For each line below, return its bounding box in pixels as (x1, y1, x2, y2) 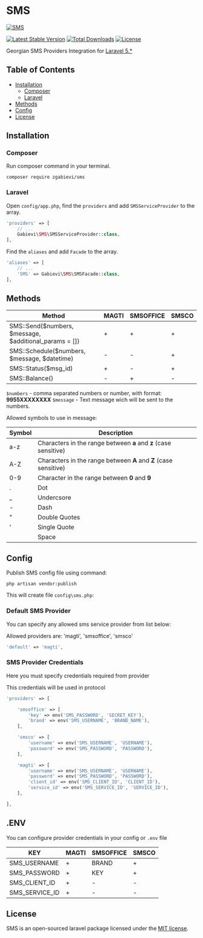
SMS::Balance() (9, 374, 54, 382)
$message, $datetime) (9, 354, 74, 362)
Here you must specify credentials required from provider (6, 672, 150, 679)
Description (98, 428, 133, 437)
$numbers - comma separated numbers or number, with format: (6, 389, 162, 397)
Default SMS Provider (6, 607, 71, 615)
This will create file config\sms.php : (6, 591, 94, 599)
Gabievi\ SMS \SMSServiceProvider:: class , (17, 231, 120, 238)
